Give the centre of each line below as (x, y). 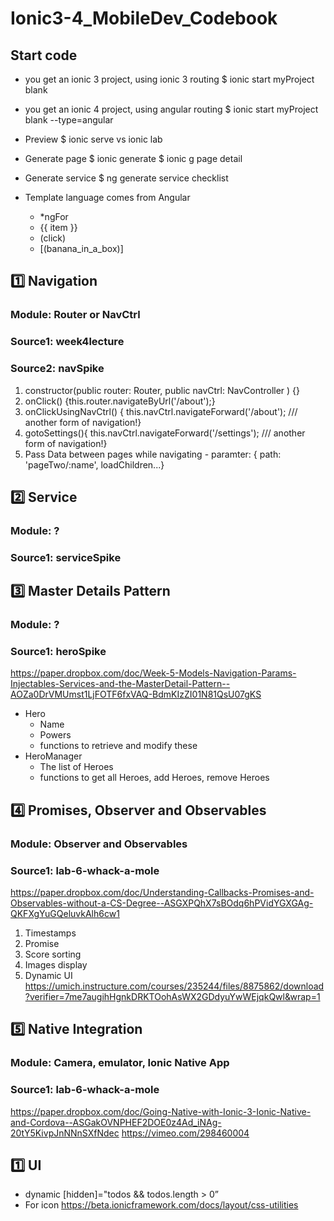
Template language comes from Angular (107, 197)
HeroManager (53, 756)
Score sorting (53, 954)
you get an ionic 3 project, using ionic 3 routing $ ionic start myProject (169, 79)
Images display (56, 964)
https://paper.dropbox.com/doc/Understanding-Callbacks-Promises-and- (162, 892)
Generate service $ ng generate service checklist (126, 178)
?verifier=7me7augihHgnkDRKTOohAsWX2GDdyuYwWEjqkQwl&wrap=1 (172, 996)
